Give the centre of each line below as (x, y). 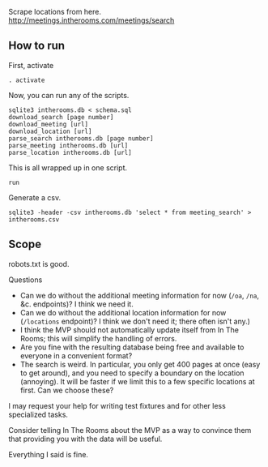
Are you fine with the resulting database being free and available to (132, 347)
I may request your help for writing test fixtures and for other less (117, 405)
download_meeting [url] (49, 124)
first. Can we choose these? (67, 390)
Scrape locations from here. (55, 12)
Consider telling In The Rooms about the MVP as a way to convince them (130, 430)
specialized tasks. (38, 414)
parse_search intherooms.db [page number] (81, 138)
